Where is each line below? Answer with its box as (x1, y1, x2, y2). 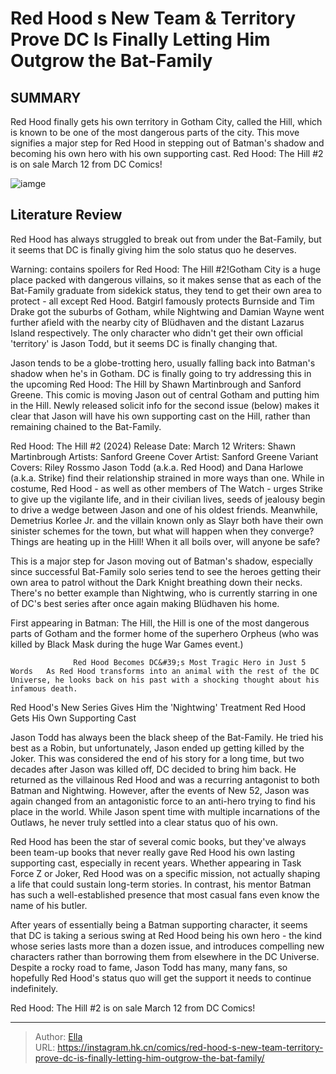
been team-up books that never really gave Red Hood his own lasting (10, 846, 296, 858)
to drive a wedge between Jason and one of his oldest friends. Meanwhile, (10, 503, 318, 516)
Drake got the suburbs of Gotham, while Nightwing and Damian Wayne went (10, 305, 325, 317)
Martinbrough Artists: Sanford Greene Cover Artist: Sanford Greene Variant (10, 450, 319, 462)
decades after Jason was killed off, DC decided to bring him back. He (10, 763, 297, 775)
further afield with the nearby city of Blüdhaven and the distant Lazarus (10, 316, 305, 328)
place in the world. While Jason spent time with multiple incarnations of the (10, 805, 321, 817)
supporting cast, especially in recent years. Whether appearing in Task (10, 857, 302, 869)
